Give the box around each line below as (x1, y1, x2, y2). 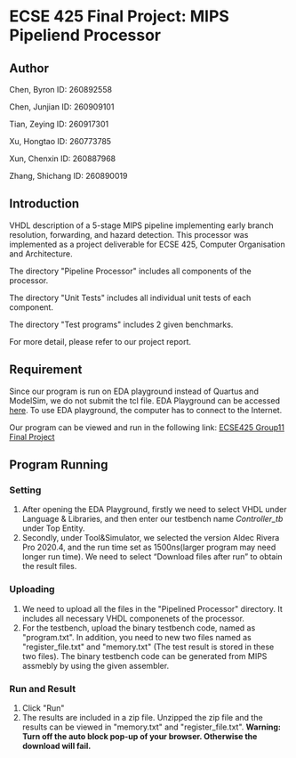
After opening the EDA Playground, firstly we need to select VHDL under (21, 504, 287, 515)
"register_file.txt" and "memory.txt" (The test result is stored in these (21, 641, 275, 652)
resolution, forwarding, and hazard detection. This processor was (9, 229, 249, 240)
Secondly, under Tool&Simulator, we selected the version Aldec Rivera (21, 533, 280, 543)
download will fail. (21, 740, 92, 751)
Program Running (9, 457, 108, 473)
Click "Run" (21, 702, 65, 713)
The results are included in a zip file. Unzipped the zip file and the (21, 712, 264, 722)
